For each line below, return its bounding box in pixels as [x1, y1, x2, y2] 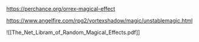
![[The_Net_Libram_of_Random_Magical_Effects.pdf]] [6, 29, 140, 36]
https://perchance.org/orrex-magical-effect [6, 5, 116, 12]
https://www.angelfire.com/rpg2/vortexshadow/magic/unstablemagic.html [6, 17, 193, 24]
